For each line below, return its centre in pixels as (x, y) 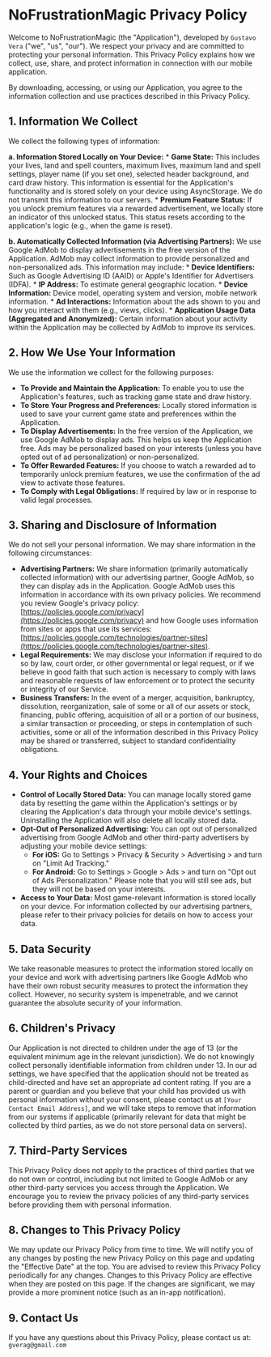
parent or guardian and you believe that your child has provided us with (127, 1091)
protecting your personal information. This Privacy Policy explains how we (132, 54)
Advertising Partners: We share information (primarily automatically (134, 569)
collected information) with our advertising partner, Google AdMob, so (137, 577)
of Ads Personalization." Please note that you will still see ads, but (142, 881)
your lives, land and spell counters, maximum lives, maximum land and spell (135, 165)
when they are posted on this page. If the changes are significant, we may (132, 1284)
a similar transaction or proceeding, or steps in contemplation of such (136, 724)
